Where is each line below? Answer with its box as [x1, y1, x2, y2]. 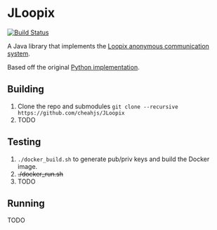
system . [7, 49, 30, 58]
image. [17, 162, 38, 170]
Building [7, 83, 44, 96]
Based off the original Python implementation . [7, 63, 140, 71]
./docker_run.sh [17, 170, 64, 178]
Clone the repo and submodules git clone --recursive [17, 102, 178, 110]
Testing [7, 136, 41, 148]
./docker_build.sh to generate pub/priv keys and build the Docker [17, 155, 210, 163]
